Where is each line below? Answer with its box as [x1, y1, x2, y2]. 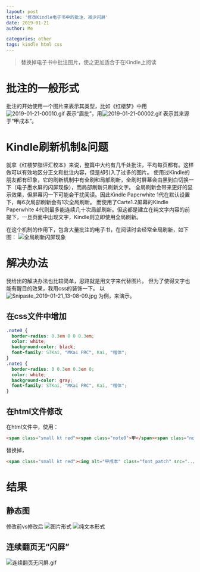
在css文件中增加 [6, 311, 67, 321]
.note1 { [6, 361, 28, 367]
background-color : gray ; [11, 377, 73, 383]
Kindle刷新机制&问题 [6, 140, 109, 154]
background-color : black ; [11, 344, 76, 350]
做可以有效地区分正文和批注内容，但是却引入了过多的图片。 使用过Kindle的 [6, 168, 190, 176]
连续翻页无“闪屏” [6, 542, 70, 552]
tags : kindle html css [6, 42, 62, 48]
